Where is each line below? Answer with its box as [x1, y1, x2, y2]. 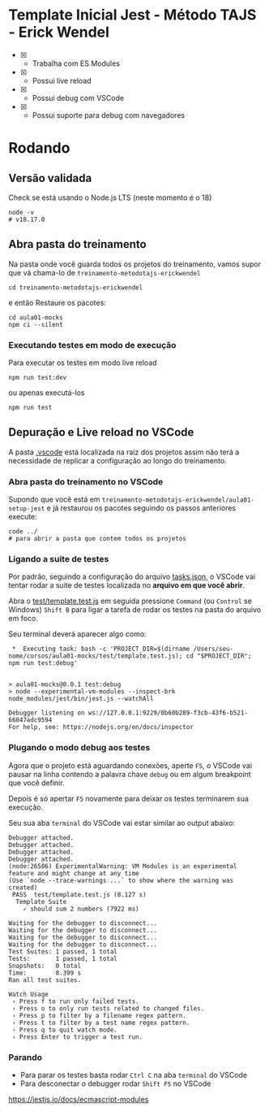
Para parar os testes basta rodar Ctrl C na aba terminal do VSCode [19, 1071, 248, 1080]
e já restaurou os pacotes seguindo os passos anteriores [46, 503, 237, 513]
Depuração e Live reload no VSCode [8, 425, 194, 440]
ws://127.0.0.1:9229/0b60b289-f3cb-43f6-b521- [88, 709, 249, 717]
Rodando [8, 139, 70, 158]
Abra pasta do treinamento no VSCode [8, 476, 164, 487]
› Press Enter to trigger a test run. [11, 1032, 143, 1041]
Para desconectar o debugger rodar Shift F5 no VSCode [19, 1079, 211, 1088]
